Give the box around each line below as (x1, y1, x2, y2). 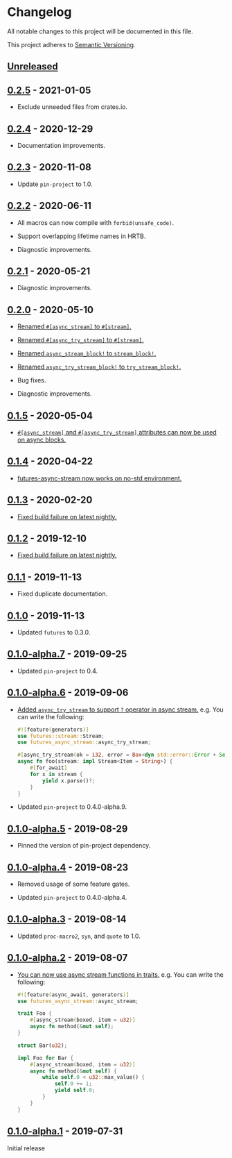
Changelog (7, 4, 72, 20)
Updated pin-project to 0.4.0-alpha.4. (17, 893, 127, 902)
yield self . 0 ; (54, 1087, 96, 1094)
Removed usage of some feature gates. (17, 880, 130, 889)
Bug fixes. (17, 376, 46, 385)
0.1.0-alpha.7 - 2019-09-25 (7, 648, 127, 660)
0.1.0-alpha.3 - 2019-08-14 (7, 914, 127, 925)
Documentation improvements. (17, 141, 106, 149)
